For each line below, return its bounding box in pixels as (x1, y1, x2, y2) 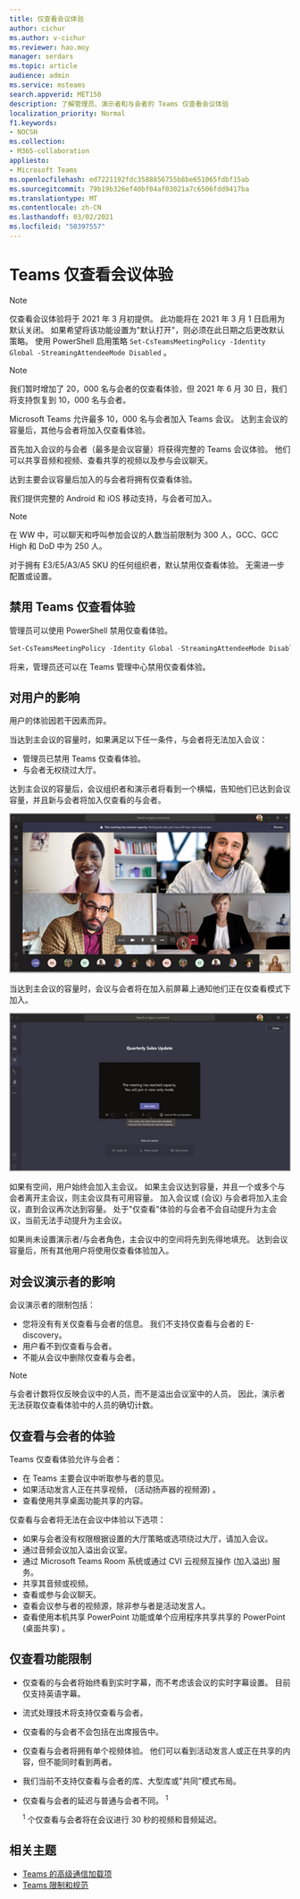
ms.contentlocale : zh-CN (9, 203, 102, 212)
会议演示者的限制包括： (9, 1299, 96, 1311)
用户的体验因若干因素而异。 (9, 715, 112, 726)
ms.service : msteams (9, 81, 87, 90)
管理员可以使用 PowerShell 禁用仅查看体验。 (9, 625, 172, 636)
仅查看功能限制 (9, 1652, 92, 1667)
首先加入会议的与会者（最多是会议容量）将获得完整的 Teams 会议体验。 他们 (9, 443, 291, 454)
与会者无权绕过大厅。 (21, 765, 101, 775)
